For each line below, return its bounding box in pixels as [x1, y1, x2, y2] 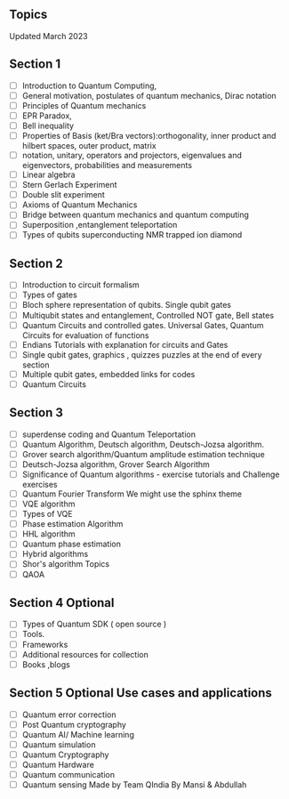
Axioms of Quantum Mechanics [21, 199, 138, 210]
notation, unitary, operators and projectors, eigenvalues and [21, 150, 242, 160]
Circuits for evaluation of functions [21, 329, 149, 341]
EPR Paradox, [21, 110, 73, 121]
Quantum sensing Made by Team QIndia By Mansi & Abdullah [21, 779, 247, 790]
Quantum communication [21, 769, 116, 779]
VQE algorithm [21, 498, 76, 510]
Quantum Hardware [21, 759, 95, 770]
